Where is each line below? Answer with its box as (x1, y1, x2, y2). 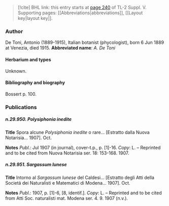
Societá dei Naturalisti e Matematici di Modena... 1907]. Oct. (5, 179, 130, 186)
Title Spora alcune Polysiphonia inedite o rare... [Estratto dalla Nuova (5, 129, 150, 135)
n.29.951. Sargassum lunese (5, 162, 67, 168)
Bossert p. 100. (5, 91, 37, 97)
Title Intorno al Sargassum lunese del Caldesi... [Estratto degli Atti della (5, 174, 155, 181)
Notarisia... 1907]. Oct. (5, 135, 52, 141)
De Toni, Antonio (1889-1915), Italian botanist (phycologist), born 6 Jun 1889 (5, 39, 164, 45)
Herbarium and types (5, 56, 52, 63)
